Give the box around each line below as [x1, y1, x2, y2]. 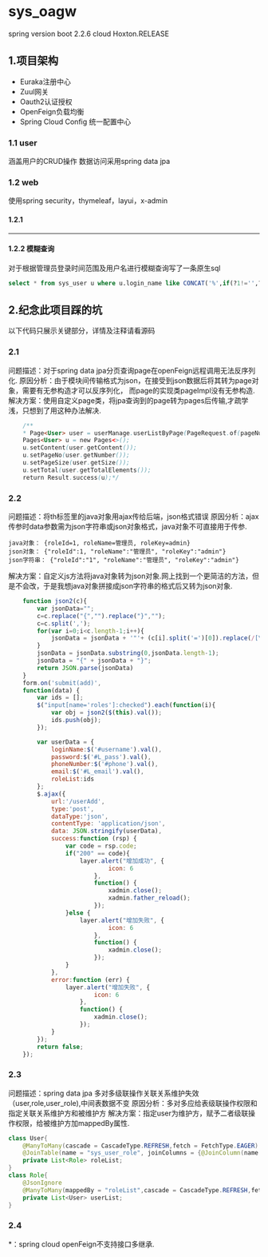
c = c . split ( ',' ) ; [37, 619, 91, 628]
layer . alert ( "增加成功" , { [79, 856, 165, 865]
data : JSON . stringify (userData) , [50, 827, 162, 836]
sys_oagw [8, 2, 77, 21]
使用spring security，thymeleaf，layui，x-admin [8, 196, 168, 206]
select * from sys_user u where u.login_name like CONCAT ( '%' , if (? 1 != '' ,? [8, 279, 262, 287]
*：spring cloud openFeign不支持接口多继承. [8, 1239, 155, 1249]
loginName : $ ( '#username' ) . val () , [50, 745, 162, 753]
